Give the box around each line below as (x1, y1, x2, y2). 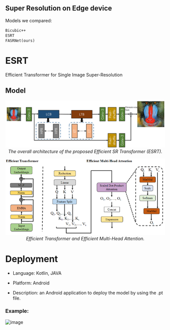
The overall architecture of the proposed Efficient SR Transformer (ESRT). (8, 149, 162, 155)
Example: (5, 308, 29, 315)
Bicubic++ (5, 28, 26, 33)
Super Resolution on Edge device (5, 4, 113, 13)
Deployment (5, 253, 58, 265)
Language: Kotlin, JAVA (12, 270, 62, 276)
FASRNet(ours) (5, 38, 36, 43)
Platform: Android (12, 280, 50, 286)
